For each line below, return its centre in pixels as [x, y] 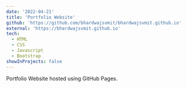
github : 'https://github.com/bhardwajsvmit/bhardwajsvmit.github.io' [94, 23]
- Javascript [28, 51]
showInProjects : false [34, 61]
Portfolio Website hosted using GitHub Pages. [62, 78]
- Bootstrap [26, 56]
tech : [13, 34]
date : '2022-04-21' [30, 12]
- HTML [20, 39]
